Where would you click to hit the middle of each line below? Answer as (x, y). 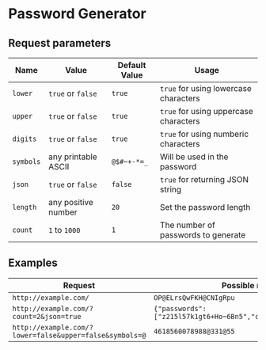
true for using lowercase (205, 88)
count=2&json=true (47, 316)
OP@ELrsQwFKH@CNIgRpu (194, 297)
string (171, 189)
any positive (71, 202)
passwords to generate (203, 235)
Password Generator (77, 14)
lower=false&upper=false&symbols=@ (79, 335)
